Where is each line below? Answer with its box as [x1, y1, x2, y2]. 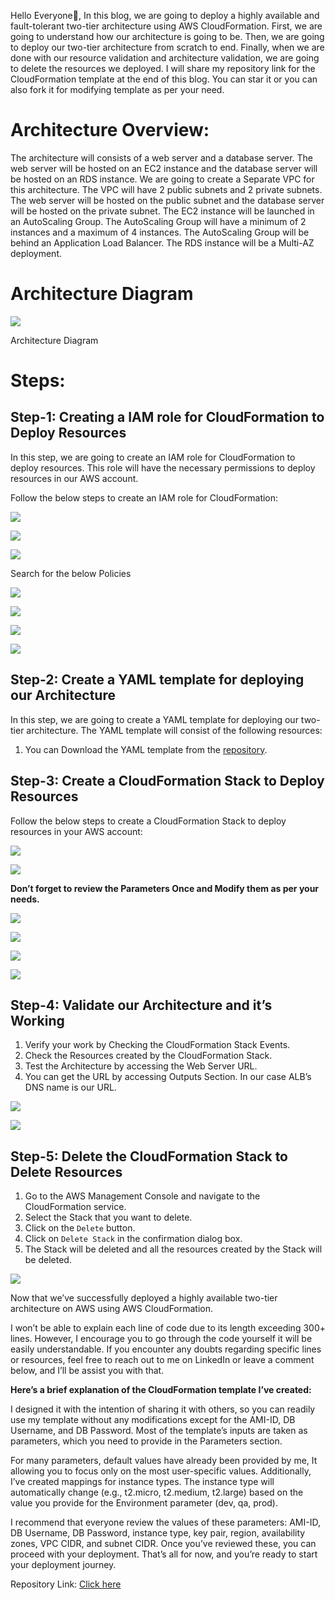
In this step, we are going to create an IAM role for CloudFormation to [10, 451, 296, 463]
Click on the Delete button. [24, 1222, 136, 1234]
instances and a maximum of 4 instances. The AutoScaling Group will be [10, 226, 310, 238]
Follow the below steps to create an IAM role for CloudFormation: [10, 491, 279, 504]
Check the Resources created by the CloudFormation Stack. [24, 1050, 273, 1062]
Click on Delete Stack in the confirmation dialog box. [24, 1233, 243, 1245]
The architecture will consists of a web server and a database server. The [10, 151, 314, 164]
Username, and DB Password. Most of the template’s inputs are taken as [10, 1425, 308, 1437]
